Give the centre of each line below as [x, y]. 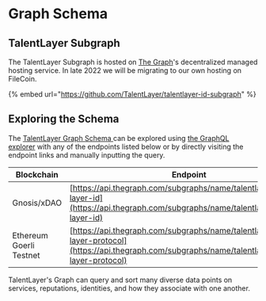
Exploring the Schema [64, 119]
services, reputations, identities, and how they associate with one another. [129, 288]
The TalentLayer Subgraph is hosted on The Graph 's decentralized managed [133, 62]
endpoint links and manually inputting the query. [87, 154]
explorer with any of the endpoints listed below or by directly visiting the [126, 147]
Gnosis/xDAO [37, 203]
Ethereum [30, 235]
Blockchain [37, 174]
